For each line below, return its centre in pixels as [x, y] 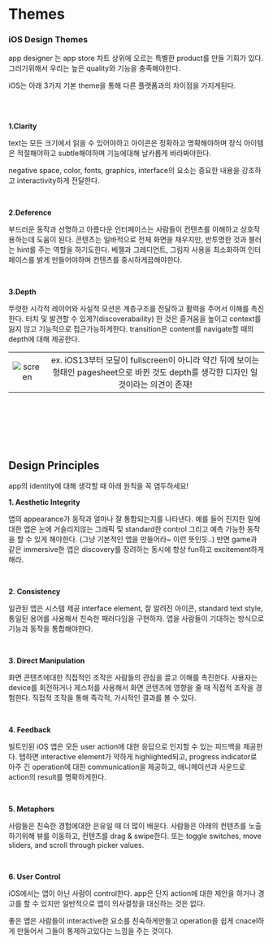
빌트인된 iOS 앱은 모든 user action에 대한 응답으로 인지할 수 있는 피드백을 [125, 747]
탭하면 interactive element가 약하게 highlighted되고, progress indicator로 [138, 757]
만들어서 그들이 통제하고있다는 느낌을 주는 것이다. [95, 931]
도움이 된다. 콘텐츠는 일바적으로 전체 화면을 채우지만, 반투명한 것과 [141, 240]
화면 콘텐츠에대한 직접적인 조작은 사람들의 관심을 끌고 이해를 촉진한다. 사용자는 [133, 678]
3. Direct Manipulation [47, 661]
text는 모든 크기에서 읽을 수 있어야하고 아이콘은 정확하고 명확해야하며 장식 [125, 143]
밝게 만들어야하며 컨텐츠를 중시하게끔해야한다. [109, 260]
